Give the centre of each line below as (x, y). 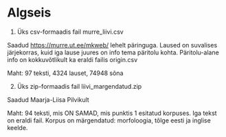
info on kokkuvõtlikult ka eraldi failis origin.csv (72, 59)
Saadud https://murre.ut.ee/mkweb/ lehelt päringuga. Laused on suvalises (112, 45)
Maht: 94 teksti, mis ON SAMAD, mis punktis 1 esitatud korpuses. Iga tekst (112, 113)
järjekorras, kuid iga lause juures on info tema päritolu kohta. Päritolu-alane (113, 52)
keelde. (18, 127)
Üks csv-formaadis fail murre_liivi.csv (70, 32)
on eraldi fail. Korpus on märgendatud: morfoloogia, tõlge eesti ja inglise (109, 120)
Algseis (29, 13)
